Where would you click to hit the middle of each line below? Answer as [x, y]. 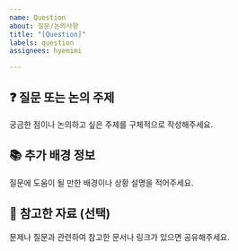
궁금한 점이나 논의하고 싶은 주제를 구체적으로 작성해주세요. [111, 124]
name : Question [38, 17]
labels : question [42, 43]
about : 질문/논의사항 [44, 26]
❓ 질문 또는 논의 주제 [62, 97]
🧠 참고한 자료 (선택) [60, 214]
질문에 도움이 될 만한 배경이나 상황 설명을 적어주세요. [101, 182]
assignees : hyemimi [46, 51]
